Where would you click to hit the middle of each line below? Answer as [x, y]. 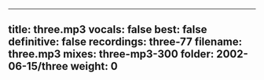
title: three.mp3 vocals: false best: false [108, 29]
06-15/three [38, 66]
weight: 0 [94, 66]
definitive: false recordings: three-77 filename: [125, 42]
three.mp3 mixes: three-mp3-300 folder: [111, 55]
